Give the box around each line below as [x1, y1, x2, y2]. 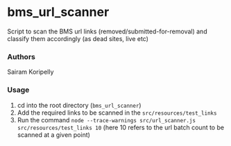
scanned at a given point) [17, 130, 90, 139]
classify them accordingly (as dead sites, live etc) [7, 34, 149, 42]
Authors [7, 51, 36, 61]
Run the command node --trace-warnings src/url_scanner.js [17, 115, 196, 124]
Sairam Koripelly [7, 67, 54, 76]
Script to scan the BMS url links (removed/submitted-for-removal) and [7, 27, 207, 35]
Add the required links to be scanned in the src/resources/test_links [17, 108, 217, 117]
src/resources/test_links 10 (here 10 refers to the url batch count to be [17, 123, 224, 131]
